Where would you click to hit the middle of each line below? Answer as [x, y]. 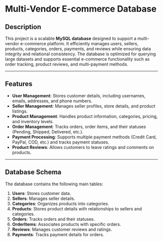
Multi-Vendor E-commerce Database [81, 9]
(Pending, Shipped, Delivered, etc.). [48, 131]
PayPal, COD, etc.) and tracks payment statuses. [61, 142]
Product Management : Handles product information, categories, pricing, [85, 116]
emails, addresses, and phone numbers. [52, 101]
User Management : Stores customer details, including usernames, [79, 96]
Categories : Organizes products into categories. [60, 203]
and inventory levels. [33, 121]
